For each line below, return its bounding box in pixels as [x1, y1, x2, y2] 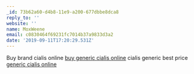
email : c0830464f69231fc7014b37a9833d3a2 [6, 32, 114, 38]
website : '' [6, 20, 37, 26]
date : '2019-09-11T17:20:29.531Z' [6, 37, 95, 43]
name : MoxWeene [6, 26, 45, 32]
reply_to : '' [6, 15, 40, 21]
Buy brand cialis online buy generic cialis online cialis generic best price [6, 54, 188, 61]
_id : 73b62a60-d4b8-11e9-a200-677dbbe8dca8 [6, 9, 119, 15]
